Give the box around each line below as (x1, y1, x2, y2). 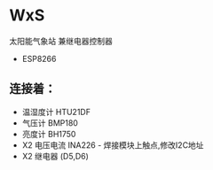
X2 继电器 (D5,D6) (21, 151, 89, 161)
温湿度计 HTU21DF (21, 106, 91, 117)
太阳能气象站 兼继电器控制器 (9, 35, 113, 46)
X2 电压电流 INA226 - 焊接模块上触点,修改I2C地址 (21, 139, 204, 151)
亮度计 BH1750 (21, 128, 76, 139)
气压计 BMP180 (21, 117, 78, 128)
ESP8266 (21, 53, 57, 64)
